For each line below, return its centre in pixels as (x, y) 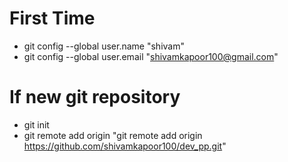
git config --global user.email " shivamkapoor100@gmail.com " (151, 56)
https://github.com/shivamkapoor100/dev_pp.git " (125, 146)
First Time (52, 18)
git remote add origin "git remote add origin (113, 135)
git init (36, 124)
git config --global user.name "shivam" (104, 46)
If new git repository (95, 97)
